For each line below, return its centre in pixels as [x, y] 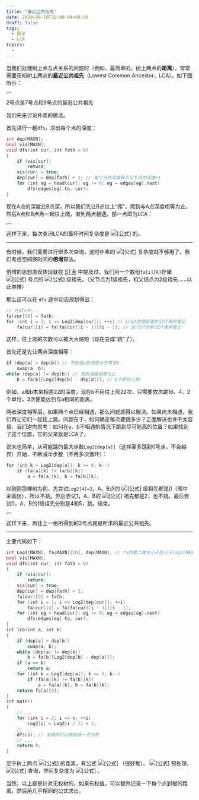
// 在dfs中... [23, 310]
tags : [13, 28]
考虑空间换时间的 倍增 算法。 [45, 259]
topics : [16, 45]
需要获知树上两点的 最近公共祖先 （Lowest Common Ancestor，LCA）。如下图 [99, 75]
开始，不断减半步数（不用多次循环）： [62, 454]
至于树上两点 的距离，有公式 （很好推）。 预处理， [99, 763]
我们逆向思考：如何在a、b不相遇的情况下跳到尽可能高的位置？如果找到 [102, 426]
